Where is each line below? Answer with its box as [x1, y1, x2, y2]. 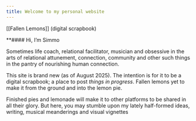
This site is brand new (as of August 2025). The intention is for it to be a [6, 71, 182, 79]
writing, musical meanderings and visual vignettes [6, 108, 128, 115]
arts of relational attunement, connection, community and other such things [6, 54, 191, 61]
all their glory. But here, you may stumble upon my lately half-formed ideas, [6, 102, 190, 109]
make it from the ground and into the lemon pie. [6, 84, 123, 91]
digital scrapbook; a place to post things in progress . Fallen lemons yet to [6, 78, 185, 85]
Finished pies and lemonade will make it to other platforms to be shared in [6, 96, 187, 103]
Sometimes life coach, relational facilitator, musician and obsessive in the [6, 48, 185, 55]
